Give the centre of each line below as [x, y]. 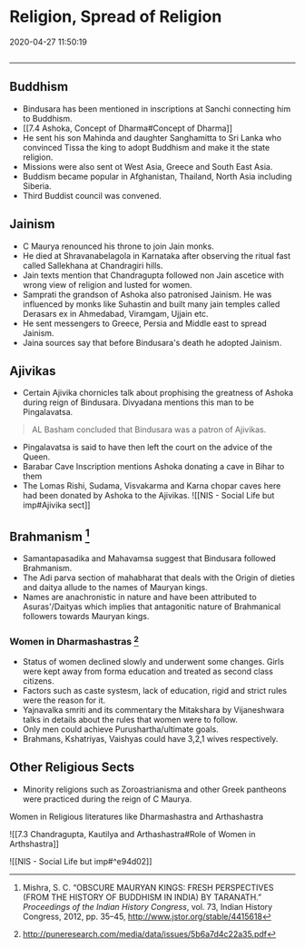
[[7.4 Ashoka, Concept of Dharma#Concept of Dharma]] [128, 128]
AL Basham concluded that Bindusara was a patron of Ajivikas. [149, 430]
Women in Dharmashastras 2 [74, 641]
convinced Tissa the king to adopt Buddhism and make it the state [146, 147]
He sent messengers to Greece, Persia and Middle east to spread [145, 323]
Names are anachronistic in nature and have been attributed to [139, 597]
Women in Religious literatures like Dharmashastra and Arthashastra [137, 816]
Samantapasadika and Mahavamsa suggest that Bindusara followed [149, 558]
